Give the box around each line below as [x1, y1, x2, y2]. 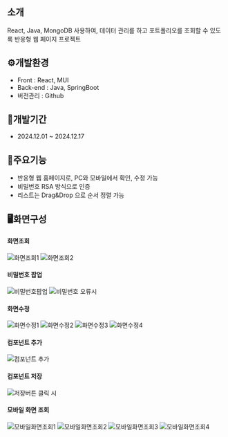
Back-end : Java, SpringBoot [17, 83, 99, 91]
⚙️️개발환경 [7, 57, 50, 69]
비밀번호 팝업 [7, 270, 43, 279]
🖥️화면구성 [7, 213, 47, 225]
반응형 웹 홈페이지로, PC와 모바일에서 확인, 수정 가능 [17, 174, 159, 182]
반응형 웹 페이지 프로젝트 [14, 35, 82, 43]
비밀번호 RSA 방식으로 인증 [17, 183, 91, 191]
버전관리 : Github [17, 91, 64, 100]
